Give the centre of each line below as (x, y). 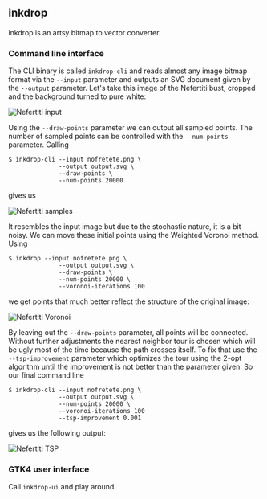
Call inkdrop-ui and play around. (62, 487)
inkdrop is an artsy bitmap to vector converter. (85, 32)
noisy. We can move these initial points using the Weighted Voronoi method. (133, 235)
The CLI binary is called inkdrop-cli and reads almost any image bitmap (128, 71)
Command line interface (56, 53)
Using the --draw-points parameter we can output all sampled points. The (130, 128)
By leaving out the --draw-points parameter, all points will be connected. (128, 333)
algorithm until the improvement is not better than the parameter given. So (131, 367)
